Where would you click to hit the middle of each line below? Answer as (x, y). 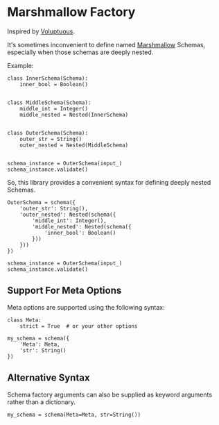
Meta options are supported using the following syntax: (86, 307)
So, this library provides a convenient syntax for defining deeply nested (109, 182)
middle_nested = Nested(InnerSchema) (74, 115)
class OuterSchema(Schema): (48, 133)
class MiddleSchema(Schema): (49, 102)
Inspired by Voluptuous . (41, 31)
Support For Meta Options (64, 291)
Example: (20, 65)
